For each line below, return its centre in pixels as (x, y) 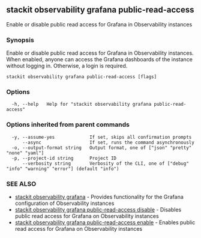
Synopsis (20, 40)
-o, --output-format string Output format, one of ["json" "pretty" (102, 148)
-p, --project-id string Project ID (64, 158)
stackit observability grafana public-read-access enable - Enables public (105, 222)
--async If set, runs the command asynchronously (108, 142)
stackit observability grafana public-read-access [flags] (82, 77)
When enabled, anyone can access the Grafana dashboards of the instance (100, 59)
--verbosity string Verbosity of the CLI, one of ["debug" (105, 163)
